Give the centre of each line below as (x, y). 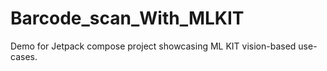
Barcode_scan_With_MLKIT (127, 18)
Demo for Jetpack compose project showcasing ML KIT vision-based (153, 46)
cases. (24, 56)
